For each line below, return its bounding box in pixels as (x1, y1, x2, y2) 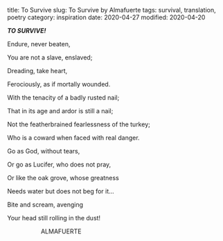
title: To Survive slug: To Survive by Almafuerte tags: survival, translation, (7, 6, 216, 14)
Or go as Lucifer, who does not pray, (7, 160, 111, 168)
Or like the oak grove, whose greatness (7, 174, 119, 182)
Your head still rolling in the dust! (7, 214, 101, 222)
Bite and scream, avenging (7, 200, 84, 209)
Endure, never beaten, (7, 40, 71, 48)
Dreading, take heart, (7, 67, 68, 75)
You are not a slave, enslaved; (7, 53, 93, 61)
